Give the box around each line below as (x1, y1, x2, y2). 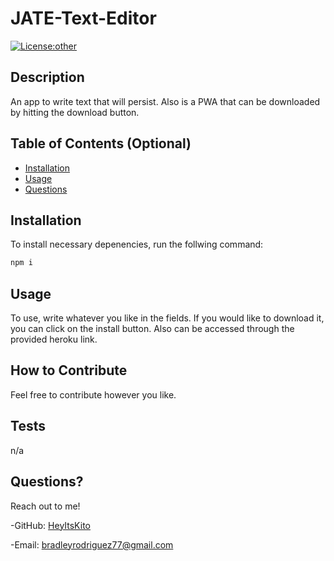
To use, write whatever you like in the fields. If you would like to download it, (10, 312, 325, 324)
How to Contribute (10, 362, 128, 379)
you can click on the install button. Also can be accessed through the (10, 323, 295, 335)
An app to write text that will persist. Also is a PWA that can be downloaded (10, 95, 321, 107)
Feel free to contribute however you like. (10, 388, 177, 401)
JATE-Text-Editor (10, 7, 157, 30)
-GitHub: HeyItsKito (10, 519, 91, 531)
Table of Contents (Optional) (10, 135, 192, 152)
